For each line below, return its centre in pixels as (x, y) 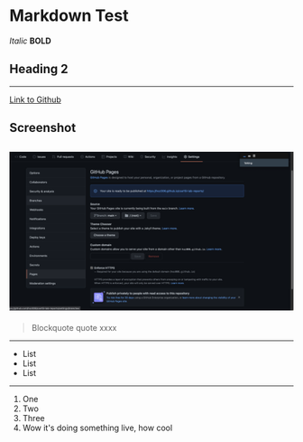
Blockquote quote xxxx (74, 328)
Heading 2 (39, 69)
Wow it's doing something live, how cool (97, 428)
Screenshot (43, 128)
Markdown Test (69, 16)
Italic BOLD (30, 41)
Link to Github (35, 99)
